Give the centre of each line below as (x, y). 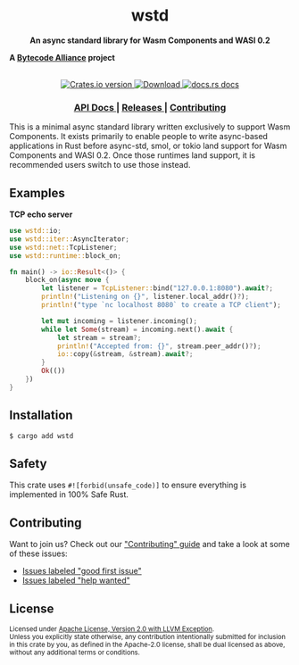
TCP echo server (41, 214)
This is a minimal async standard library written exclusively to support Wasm (150, 127)
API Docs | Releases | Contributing (150, 107)
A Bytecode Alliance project (62, 57)
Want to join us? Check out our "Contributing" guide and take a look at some (149, 544)
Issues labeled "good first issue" (82, 571)
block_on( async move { (67, 280)
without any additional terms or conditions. (75, 653)
